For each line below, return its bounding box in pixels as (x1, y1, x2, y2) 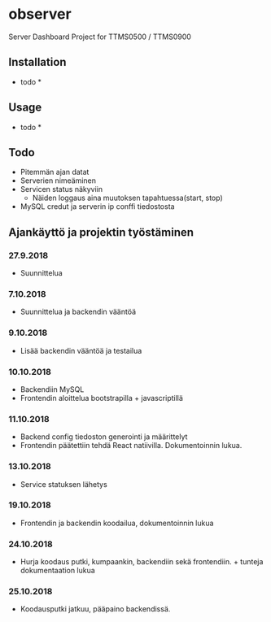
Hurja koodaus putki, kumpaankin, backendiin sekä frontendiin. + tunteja (20, 557, 264, 567)
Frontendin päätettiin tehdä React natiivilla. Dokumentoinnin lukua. (20, 441, 243, 450)
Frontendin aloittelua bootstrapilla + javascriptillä (20, 393, 183, 402)
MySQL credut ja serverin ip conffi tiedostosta (20, 202, 175, 211)
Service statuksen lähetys (20, 479, 107, 489)
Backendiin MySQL (20, 384, 85, 394)
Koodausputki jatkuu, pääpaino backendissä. (20, 604, 171, 614)
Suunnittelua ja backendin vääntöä (20, 307, 137, 317)
